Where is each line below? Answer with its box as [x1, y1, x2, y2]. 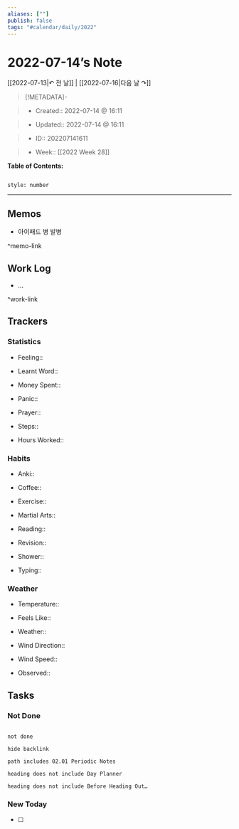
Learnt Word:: [17, 367, 58, 375]
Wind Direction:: [17, 641, 65, 650]
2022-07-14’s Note [7, 54, 122, 70]
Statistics [7, 337, 41, 347]
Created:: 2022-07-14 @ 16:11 [35, 107, 122, 115]
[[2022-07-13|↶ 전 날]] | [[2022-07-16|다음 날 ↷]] [7, 79, 152, 87]
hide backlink [7, 745, 50, 752]
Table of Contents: [7, 161, 64, 171]
